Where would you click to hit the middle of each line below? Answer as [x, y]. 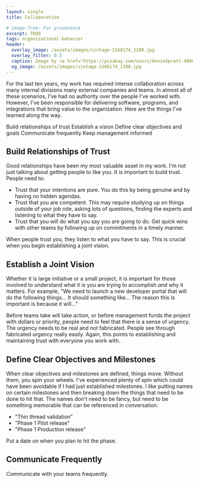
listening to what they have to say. [56, 215]
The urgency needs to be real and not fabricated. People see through [91, 328]
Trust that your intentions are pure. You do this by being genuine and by [102, 190]
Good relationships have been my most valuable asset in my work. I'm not [96, 166]
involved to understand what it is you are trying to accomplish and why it [95, 285]
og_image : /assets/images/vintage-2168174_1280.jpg [77, 67]
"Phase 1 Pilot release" [42, 423]
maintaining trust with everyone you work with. [63, 341]
